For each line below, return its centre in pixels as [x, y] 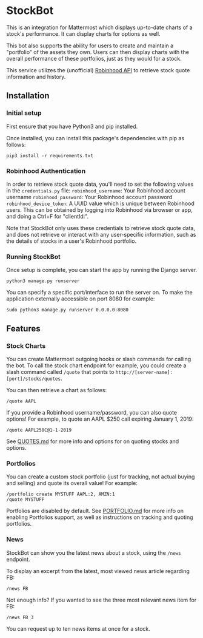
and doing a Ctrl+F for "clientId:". [48, 216]
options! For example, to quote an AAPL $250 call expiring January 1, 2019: [100, 419]
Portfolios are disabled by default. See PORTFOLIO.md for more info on [95, 511]
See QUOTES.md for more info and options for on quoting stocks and [93, 441]
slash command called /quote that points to [60, 372]
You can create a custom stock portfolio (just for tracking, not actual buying [101, 477]
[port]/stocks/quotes [34, 379]
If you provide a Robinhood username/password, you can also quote [92, 412]
